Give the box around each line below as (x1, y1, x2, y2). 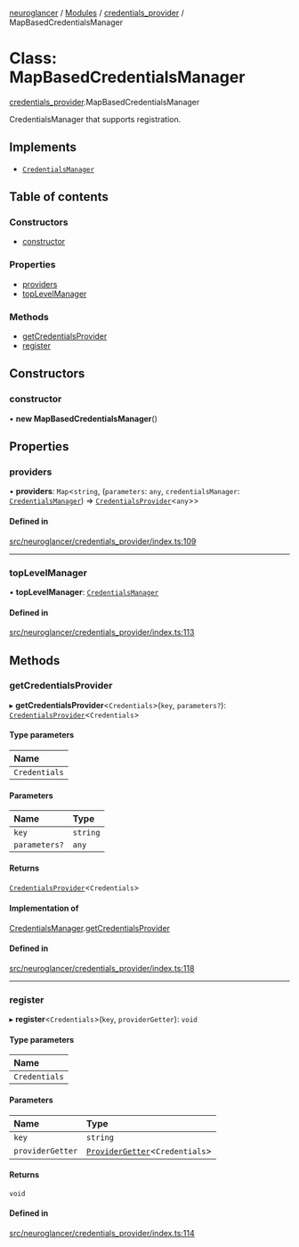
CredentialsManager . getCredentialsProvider (9, 922, 171, 933)
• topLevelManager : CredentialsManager (9, 586, 159, 597)
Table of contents (9, 189, 109, 204)
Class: (9, 48, 58, 69)
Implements (9, 140, 77, 155)
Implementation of (9, 903, 79, 913)
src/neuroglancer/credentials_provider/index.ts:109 (9, 535, 197, 547)
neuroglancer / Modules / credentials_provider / (9, 8, 185, 18)
